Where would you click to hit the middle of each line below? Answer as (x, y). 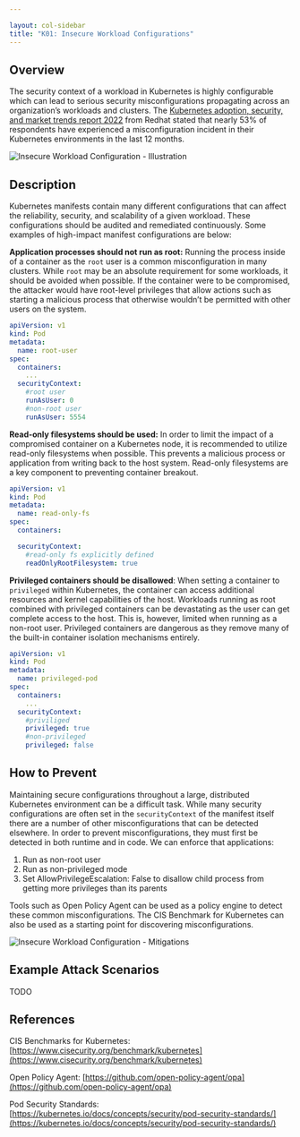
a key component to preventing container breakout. (104, 472)
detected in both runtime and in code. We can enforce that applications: (142, 842)
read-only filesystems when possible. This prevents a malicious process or (147, 453)
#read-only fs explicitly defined (90, 555)
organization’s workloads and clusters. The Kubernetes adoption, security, (146, 111)
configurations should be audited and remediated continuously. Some (138, 226)
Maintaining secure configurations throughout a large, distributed (129, 794)
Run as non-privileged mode (75, 868)
